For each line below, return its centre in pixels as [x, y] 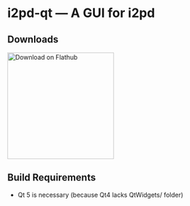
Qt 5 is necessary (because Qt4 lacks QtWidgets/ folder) [100, 195]
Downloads [33, 39]
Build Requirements [52, 178]
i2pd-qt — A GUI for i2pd [81, 13]
